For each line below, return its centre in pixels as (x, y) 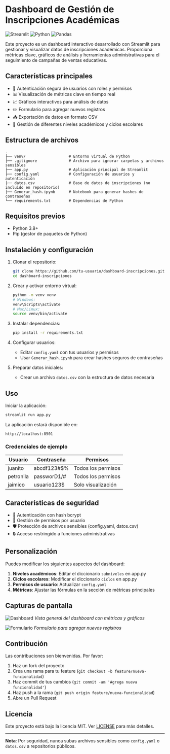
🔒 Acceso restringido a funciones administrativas (64, 533)
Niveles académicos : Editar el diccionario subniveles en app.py (79, 573)
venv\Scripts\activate (36, 304)
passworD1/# (50, 476)
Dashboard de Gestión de (60, 9)
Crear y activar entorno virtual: (45, 286)
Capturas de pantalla (39, 606)
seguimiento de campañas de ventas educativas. (56, 60)
